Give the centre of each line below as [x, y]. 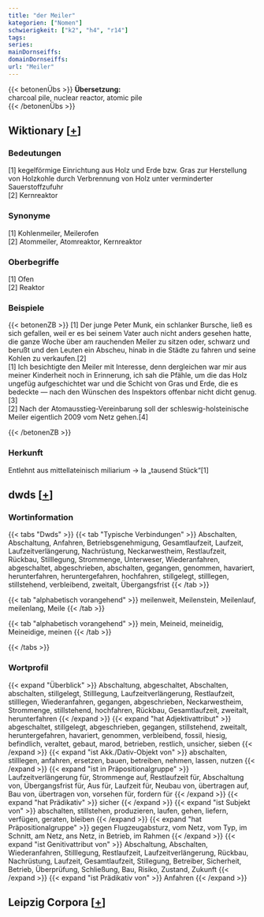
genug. [245, 392]
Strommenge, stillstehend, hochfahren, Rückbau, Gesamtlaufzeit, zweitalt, [128, 710]
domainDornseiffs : [38, 60]
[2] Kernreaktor [33, 196]
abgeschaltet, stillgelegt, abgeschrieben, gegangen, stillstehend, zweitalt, [128, 727]
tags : [17, 37]
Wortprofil [28, 668]
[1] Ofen [21, 279]
